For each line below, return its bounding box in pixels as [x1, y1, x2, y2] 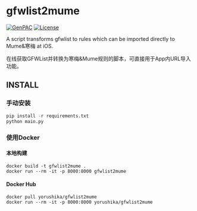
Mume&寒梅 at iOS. [6, 42, 54, 49]
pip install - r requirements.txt [6, 113, 89, 119]
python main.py [6, 118, 44, 124]
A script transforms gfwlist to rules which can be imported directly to [6, 35, 176, 42]
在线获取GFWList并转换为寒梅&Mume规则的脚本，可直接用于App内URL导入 [6, 55, 192, 62]
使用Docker [6, 134, 40, 142]
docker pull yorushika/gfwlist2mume [6, 194, 97, 200]
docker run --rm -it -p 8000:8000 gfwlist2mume [6, 168, 127, 174]
